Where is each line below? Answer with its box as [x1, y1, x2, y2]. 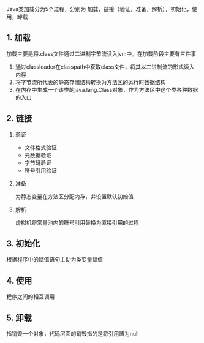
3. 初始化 [6, 238, 40, 249]
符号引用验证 [24, 167, 57, 174]
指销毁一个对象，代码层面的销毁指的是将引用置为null [6, 330, 139, 337]
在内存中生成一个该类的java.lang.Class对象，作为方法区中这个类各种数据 [15, 86, 198, 93]
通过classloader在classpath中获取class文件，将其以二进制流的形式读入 [15, 63, 195, 70]
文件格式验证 [24, 143, 57, 151]
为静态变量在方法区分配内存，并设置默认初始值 [15, 192, 134, 200]
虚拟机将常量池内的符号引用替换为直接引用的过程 [15, 219, 139, 226]
